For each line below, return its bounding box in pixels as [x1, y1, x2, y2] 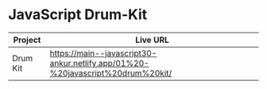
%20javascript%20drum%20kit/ [49, 68, 172, 79]
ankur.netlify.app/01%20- [49, 57, 149, 68]
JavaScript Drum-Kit [8, 6, 148, 24]
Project [13, 34, 41, 45]
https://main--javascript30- [49, 48, 157, 59]
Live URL [134, 34, 169, 45]
